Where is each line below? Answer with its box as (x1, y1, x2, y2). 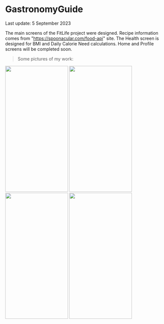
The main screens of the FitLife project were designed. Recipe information (5, 30, 159, 36)
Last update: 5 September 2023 (5, 20, 71, 26)
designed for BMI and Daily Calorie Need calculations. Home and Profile (5, 40, 154, 46)
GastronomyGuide (5, 4, 83, 15)
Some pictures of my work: (17, 55, 74, 61)
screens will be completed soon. (5, 46, 72, 52)
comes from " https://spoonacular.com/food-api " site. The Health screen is (5, 35, 159, 41)
